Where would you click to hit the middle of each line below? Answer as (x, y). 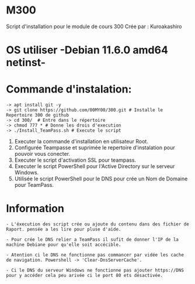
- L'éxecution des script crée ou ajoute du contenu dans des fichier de (98, 224)
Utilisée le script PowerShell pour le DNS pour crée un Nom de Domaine (101, 179)
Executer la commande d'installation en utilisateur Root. (81, 142)
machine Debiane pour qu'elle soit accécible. (64, 245)
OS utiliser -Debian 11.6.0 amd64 (87, 50)
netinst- (26, 63)
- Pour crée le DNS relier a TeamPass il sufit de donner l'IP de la (93, 239)
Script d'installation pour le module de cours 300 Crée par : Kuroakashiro (94, 26)
